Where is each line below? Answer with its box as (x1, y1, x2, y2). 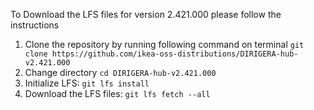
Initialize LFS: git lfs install (24, 77, 150, 89)
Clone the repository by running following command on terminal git (24, 39, 305, 50)
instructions (10, 19, 60, 31)
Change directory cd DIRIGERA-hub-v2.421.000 (24, 67, 217, 78)
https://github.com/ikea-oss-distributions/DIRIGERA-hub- (51, 49, 299, 59)
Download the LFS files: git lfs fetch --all (24, 88, 211, 99)
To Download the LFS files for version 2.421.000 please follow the (10, 9, 282, 20)
